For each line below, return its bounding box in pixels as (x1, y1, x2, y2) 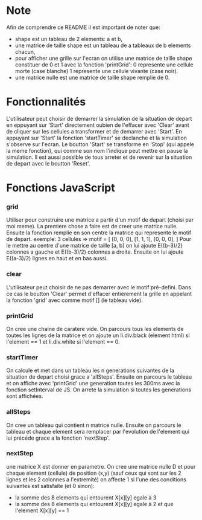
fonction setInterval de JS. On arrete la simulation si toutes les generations (6, 386, 192, 393)
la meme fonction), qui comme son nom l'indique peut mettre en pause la (6, 147, 188, 154)
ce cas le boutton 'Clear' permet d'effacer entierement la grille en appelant (6, 290, 192, 297)
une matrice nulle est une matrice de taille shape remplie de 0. (14, 74, 170, 81)
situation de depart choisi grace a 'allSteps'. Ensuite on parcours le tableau (6, 373, 192, 380)
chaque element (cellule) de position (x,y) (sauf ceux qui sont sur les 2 (6, 469, 182, 477)
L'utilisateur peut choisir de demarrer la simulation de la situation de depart (6, 115, 192, 122)
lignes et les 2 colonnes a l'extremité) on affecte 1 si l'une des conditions (6, 475, 187, 483)
